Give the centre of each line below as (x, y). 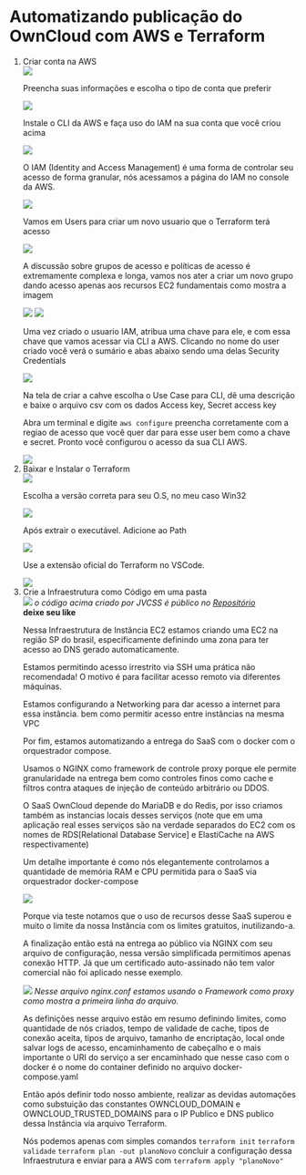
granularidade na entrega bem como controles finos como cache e (148, 778)
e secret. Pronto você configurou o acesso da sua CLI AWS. (135, 442)
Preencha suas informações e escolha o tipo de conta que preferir (147, 88)
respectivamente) (56, 844)
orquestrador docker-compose (81, 881)
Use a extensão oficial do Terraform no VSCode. (113, 565)
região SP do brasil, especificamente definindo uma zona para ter (146, 639)
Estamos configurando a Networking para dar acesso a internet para (151, 704)
